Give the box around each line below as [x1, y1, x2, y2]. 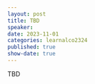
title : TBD [7, 17, 40, 24]
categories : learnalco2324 [7, 37, 88, 44]
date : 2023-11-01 [7, 30, 59, 38]
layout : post [7, 10, 46, 18]
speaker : [7, 23, 34, 31]
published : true [7, 43, 56, 51]
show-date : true [7, 51, 56, 58]
